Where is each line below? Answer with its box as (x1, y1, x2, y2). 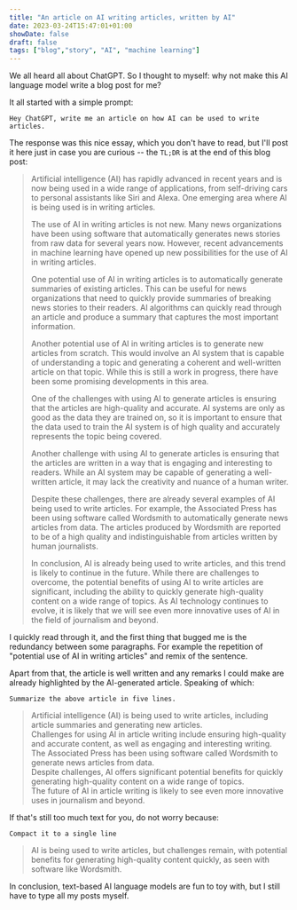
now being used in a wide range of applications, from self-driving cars (30, 183, 288, 194)
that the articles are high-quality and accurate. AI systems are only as (30, 403, 285, 414)
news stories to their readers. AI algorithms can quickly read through (30, 303, 282, 313)
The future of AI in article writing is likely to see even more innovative (30, 786, 284, 796)
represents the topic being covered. (30, 431, 162, 442)
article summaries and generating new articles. (30, 720, 203, 731)
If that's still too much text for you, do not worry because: (9, 812, 220, 823)
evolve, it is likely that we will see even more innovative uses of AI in (30, 605, 280, 616)
